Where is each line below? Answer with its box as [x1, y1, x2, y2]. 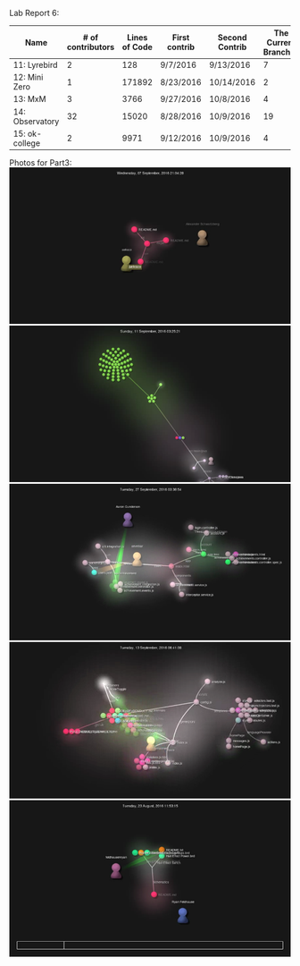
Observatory [12, 115, 60, 126]
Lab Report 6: [9, 8, 60, 18]
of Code [121, 42, 154, 52]
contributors [66, 42, 115, 52]
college [12, 138, 41, 148]
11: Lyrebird [12, 59, 58, 70]
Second [217, 32, 247, 43]
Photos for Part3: [9, 157, 72, 168]
